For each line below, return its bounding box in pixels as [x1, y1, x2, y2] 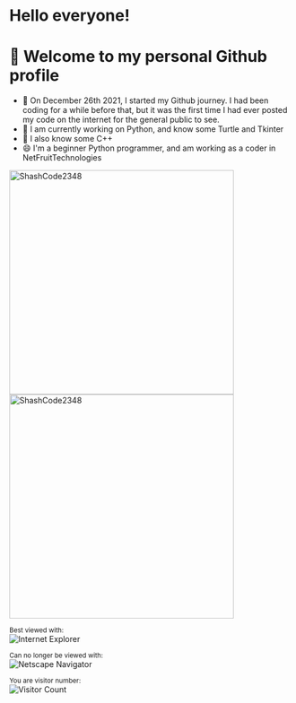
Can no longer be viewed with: [9, 651, 103, 660]
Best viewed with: [9, 626, 65, 635]
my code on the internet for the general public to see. [22, 114, 220, 126]
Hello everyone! [9, 5, 130, 26]
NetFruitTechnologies [22, 152, 102, 163]
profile [9, 65, 60, 86]
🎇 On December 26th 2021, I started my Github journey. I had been [22, 95, 269, 106]
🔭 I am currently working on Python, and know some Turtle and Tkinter [22, 124, 284, 135]
